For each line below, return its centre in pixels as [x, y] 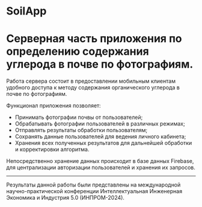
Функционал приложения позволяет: [54, 106]
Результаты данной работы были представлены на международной [93, 185]
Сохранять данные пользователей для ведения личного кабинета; [100, 136]
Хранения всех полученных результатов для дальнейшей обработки [103, 143]
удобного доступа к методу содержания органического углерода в [93, 88]
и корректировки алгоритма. [52, 150]
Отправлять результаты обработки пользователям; [81, 130]
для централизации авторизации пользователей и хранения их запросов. [101, 168]
